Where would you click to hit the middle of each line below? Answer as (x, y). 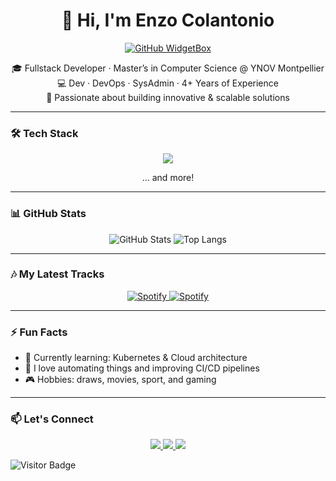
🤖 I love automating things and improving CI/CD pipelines (142, 368)
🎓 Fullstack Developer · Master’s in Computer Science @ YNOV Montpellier (168, 68)
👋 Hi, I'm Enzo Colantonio (168, 20)
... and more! (168, 178)
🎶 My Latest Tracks (57, 274)
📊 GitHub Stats (48, 214)
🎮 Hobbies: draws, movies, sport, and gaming (120, 380)
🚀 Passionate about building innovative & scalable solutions (168, 97)
